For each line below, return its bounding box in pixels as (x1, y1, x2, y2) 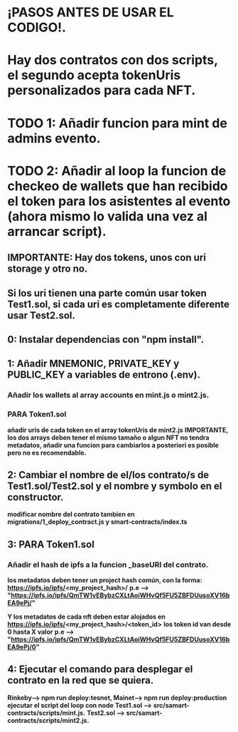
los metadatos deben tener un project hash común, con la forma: (7, 576, 202, 584)
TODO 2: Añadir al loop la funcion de (7, 163, 227, 179)
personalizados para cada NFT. (7, 83, 196, 98)
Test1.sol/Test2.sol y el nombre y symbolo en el (7, 480, 222, 492)
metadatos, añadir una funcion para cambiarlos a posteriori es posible (7, 440, 219, 449)
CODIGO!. (7, 19, 66, 36)
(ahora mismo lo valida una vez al (7, 208, 208, 225)
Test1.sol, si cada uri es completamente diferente (7, 298, 229, 310)
